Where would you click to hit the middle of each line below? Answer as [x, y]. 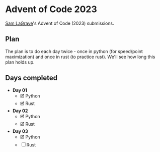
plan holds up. [20, 62]
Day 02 [20, 111]
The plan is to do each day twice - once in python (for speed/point [74, 51]
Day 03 [20, 131]
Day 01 [20, 90]
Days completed [31, 78]
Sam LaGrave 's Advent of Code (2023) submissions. [60, 23]
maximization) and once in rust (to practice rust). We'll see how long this [80, 57]
